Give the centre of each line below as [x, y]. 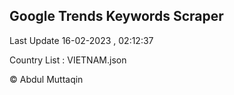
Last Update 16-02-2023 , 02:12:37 [81, 40]
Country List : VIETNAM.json [68, 60]
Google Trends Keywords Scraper [116, 16]
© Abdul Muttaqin [46, 79]
